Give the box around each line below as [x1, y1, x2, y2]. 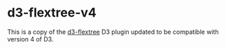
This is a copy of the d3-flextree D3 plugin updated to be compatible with [7, 28, 219, 36]
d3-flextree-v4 [7, 5, 97, 21]
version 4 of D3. [7, 35, 54, 43]
